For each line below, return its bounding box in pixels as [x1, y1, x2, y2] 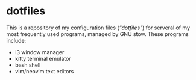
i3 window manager [14, 48, 65, 55]
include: [6, 37, 27, 44]
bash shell [14, 61, 41, 69]
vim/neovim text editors [14, 67, 74, 75]
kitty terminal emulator [14, 55, 71, 62]
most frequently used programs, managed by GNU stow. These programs [6, 30, 189, 37]
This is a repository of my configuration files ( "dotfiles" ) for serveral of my [6, 24, 191, 31]
